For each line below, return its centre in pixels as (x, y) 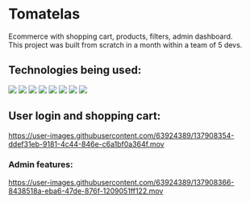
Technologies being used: (75, 70)
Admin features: (41, 164)
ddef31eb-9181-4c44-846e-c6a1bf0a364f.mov (86, 144)
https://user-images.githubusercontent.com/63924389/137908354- (121, 135)
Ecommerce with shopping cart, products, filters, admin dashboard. (121, 36)
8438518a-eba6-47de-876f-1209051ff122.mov (86, 191)
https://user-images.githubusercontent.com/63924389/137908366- (121, 182)
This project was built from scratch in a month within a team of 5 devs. (125, 44)
